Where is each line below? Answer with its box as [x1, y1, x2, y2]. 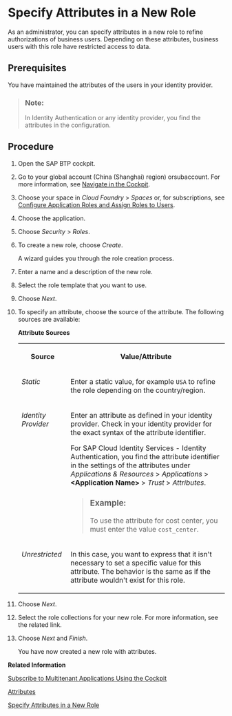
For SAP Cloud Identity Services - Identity [70, 443, 207, 453]
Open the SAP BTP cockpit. [17, 159, 96, 167]
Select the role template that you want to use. [17, 281, 147, 289]
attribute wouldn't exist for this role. [70, 575, 185, 585]
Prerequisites [8, 62, 67, 74]
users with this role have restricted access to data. [8, 42, 151, 50]
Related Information [8, 661, 66, 669]
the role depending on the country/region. [70, 385, 206, 395]
